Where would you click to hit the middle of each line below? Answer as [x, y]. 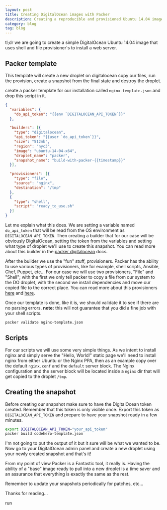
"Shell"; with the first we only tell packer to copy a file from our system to [80, 277]
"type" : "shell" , [32, 202]
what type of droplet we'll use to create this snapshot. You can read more [80, 246]
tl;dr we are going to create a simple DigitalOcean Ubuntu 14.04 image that [82, 42]
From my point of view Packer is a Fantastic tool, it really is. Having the [78, 464]
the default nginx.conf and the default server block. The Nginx [70, 366]
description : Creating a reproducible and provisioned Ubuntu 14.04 [78, 19]
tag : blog [15, 28]
